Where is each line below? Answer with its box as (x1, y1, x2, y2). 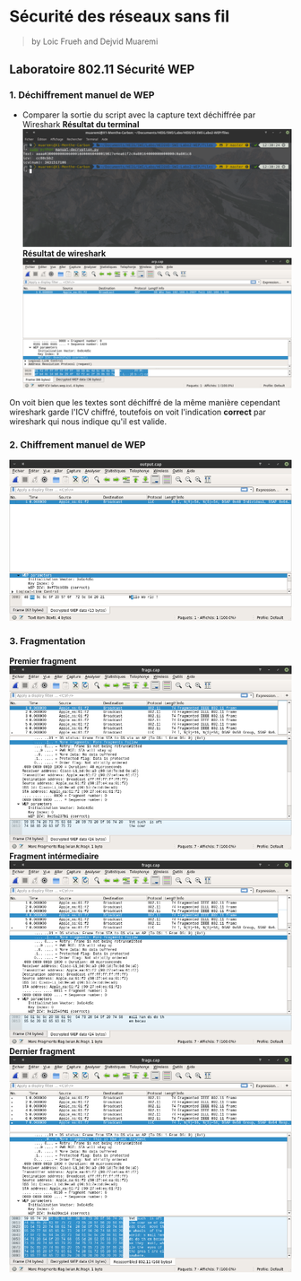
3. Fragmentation (9, 635, 86, 648)
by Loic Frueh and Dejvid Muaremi (30, 36, 159, 47)
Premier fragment (9, 655, 77, 666)
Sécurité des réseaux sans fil (9, 6, 230, 27)
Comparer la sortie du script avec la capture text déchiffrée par (21, 109, 256, 120)
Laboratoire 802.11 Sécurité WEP (9, 62, 195, 77)
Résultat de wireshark (21, 248, 107, 258)
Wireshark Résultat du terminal (21, 118, 140, 129)
